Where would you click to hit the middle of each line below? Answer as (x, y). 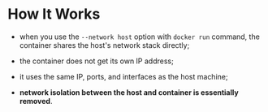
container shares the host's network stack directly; (104, 45)
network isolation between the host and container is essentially (129, 92)
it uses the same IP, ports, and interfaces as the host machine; (123, 76)
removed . (36, 101)
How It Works (54, 14)
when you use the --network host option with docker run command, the (140, 37)
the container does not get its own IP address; (96, 61)
